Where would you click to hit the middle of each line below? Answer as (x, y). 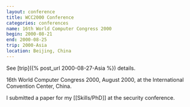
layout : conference (31, 12)
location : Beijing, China (39, 51)
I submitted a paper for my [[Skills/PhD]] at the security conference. (90, 97)
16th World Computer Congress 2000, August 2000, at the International (95, 79)
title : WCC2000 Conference (40, 17)
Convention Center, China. (39, 86)
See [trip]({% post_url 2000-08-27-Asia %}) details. (71, 68)
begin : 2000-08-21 (29, 34)
